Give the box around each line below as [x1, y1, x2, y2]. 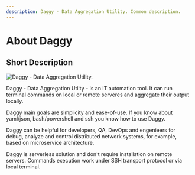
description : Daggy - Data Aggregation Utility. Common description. [6, 8, 181, 15]
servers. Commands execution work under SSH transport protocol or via [6, 157, 182, 164]
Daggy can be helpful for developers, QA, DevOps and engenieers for [6, 127, 175, 134]
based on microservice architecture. [6, 139, 95, 146]
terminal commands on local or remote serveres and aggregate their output [6, 91, 190, 98]
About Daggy [6, 34, 73, 47]
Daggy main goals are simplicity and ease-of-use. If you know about [6, 109, 173, 116]
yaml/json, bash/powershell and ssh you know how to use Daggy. [6, 115, 166, 122]
